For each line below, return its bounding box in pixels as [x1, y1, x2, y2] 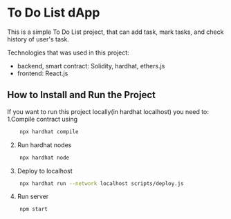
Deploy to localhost [17, 166, 73, 175]
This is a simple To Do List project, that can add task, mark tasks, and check [7, 28, 224, 36]
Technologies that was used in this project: [7, 48, 129, 57]
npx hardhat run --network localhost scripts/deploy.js [19, 180, 185, 187]
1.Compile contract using [7, 115, 78, 123]
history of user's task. [7, 35, 69, 43]
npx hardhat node [19, 154, 70, 161]
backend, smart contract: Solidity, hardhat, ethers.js [17, 61, 165, 70]
